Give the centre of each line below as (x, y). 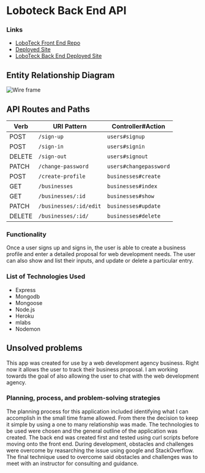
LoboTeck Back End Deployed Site (58, 56)
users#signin (126, 147)
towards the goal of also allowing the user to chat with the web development (102, 376)
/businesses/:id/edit (70, 206)
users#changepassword (138, 167)
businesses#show (131, 196)
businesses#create (134, 177)
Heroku (24, 316)
